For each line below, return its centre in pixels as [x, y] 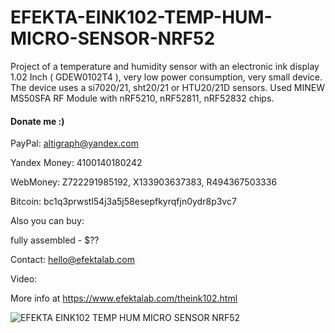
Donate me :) [37, 121]
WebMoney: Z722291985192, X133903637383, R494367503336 [144, 182]
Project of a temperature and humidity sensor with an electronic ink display [165, 66]
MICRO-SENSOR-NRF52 [113, 38]
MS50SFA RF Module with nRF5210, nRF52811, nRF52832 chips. [142, 98]
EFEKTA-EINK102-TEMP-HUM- [141, 17]
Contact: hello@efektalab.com [72, 260]
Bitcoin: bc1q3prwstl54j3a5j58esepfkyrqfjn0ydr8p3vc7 [123, 202]
